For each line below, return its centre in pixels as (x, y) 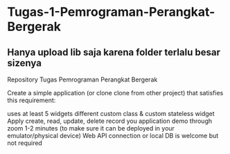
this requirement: (32, 100)
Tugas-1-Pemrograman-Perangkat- (111, 12)
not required (25, 143)
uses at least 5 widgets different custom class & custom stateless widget (111, 114)
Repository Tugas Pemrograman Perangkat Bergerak (82, 79)
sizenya (24, 63)
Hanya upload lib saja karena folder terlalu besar (114, 52)
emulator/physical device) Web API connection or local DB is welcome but (113, 136)
